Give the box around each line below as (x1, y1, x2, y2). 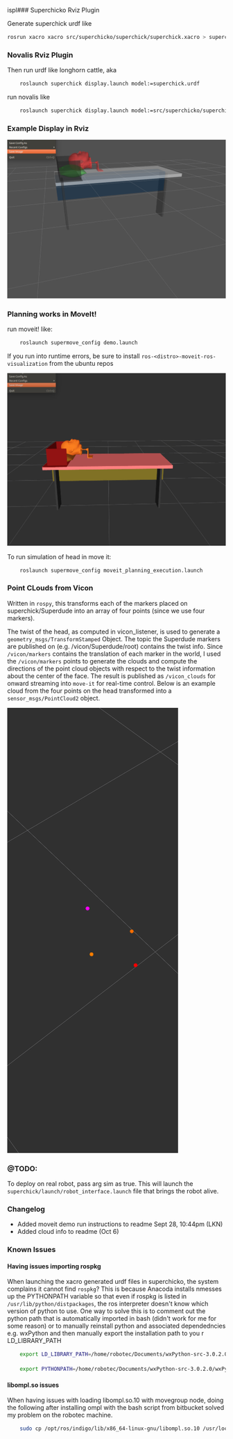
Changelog (7, 1204, 45, 1214)
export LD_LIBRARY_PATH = (19, 1351, 92, 1358)
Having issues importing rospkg (7, 1262, 102, 1270)
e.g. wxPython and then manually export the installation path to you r (7, 1329, 205, 1337)
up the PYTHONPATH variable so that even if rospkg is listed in (7, 1292, 187, 1301)
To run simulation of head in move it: (7, 552, 112, 561)
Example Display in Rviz (7, 123, 89, 133)
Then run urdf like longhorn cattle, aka (7, 66, 116, 74)
